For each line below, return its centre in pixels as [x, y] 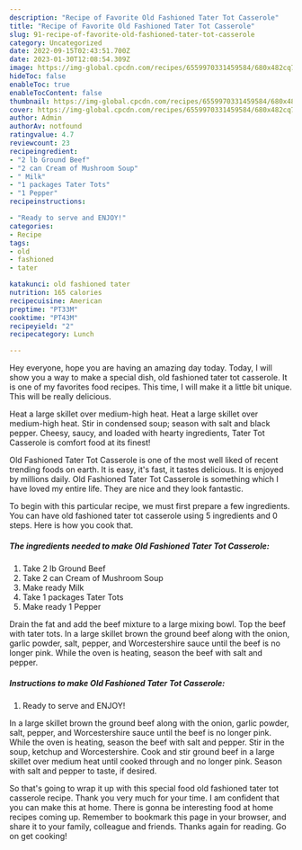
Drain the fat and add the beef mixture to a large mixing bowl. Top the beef [147, 624]
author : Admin [36, 118]
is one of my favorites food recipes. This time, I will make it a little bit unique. [151, 387]
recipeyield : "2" [42, 326]
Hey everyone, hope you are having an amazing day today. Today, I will [141, 368]
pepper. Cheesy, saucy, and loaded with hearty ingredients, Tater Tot [137, 434]
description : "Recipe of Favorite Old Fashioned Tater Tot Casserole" [144, 18]
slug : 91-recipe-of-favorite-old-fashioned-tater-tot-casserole [132, 34]
